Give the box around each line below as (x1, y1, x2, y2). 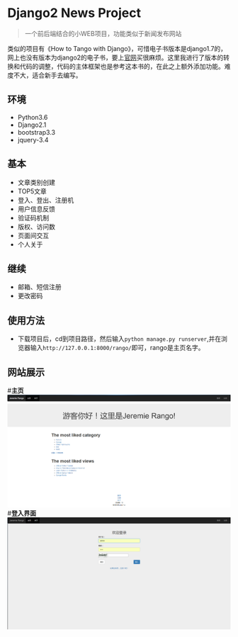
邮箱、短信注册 (17, 283, 62, 291)
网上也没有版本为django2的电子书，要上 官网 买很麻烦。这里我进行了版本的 (7, 53, 224, 62)
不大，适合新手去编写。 (13, 71, 82, 79)
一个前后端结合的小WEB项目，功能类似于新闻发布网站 (24, 29, 182, 38)
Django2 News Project (7, 5, 142, 21)
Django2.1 (17, 120, 47, 129)
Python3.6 (17, 113, 48, 121)
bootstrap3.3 (17, 128, 55, 136)
